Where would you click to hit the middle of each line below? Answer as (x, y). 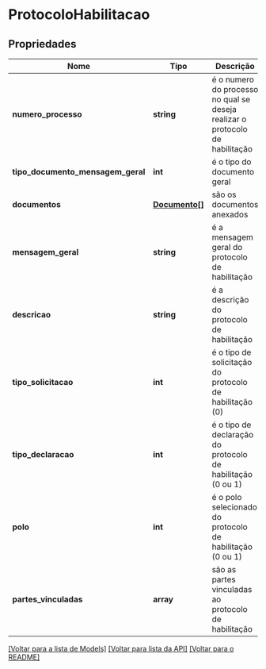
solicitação (232, 362)
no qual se (231, 99)
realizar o (229, 119)
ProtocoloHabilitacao (79, 15)
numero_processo (47, 114)
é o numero (233, 79)
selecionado (234, 507)
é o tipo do (232, 162)
